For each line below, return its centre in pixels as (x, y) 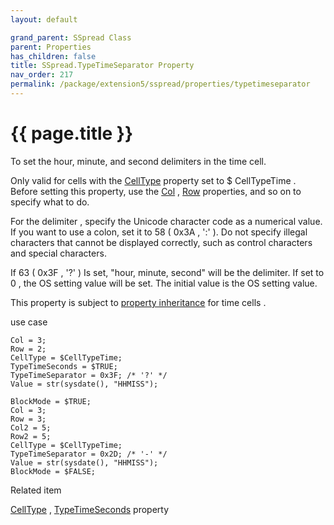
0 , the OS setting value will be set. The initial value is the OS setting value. (164, 283)
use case (29, 322)
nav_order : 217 (42, 75)
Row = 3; (28, 419)
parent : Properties (51, 47)
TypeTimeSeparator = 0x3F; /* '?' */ (89, 375)
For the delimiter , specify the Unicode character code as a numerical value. (166, 221)
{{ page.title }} (72, 133)
